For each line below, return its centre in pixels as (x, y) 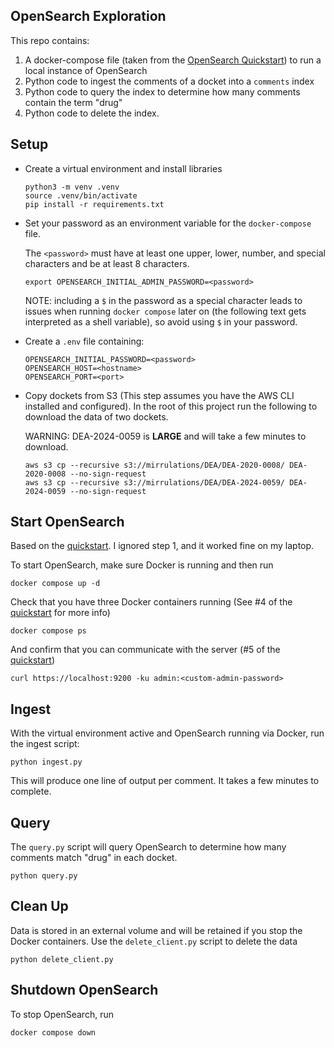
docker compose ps (48, 631)
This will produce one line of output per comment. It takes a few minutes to (165, 781)
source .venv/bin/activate (81, 195)
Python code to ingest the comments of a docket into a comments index (169, 81)
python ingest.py (46, 762)
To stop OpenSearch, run (62, 1014)
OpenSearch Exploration (88, 16)
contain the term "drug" (73, 102)
